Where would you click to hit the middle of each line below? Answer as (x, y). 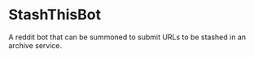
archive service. (35, 45)
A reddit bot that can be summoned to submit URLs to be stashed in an (127, 37)
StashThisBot (55, 15)
